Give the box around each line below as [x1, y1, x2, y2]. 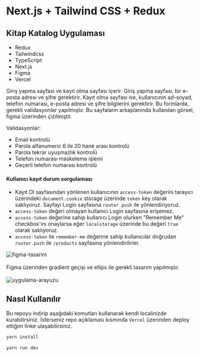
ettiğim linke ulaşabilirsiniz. [6, 322, 73, 330]
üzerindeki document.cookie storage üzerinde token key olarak [14, 195, 167, 202]
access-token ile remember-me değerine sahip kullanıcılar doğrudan [14, 233, 177, 240]
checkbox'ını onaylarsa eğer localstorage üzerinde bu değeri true [14, 220, 179, 228]
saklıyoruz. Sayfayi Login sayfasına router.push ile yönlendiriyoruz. [14, 201, 181, 208]
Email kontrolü [14, 136, 50, 143]
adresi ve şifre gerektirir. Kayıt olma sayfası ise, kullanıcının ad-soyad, [21, 94, 193, 101]
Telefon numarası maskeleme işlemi [14, 155, 103, 162]
